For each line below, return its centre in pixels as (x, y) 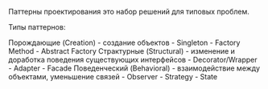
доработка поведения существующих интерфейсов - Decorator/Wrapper (133, 60)
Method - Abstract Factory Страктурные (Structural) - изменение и (122, 51)
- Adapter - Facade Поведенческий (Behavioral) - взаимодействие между (134, 68)
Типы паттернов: (37, 27)
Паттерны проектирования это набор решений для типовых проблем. (129, 12)
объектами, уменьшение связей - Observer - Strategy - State (113, 77)
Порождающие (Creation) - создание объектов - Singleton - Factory (124, 42)
